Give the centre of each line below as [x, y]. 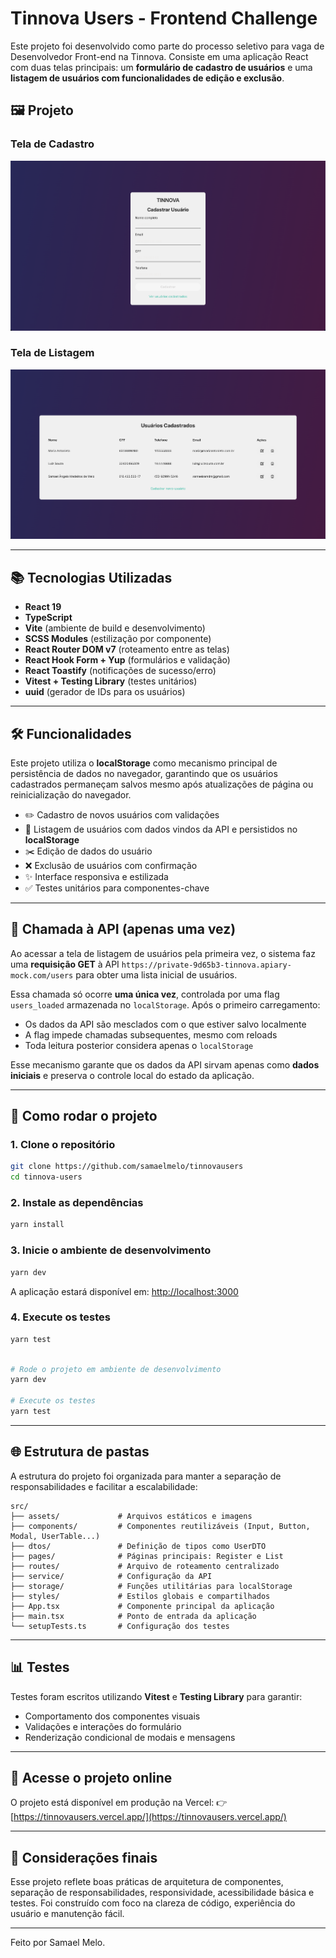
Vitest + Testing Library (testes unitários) [111, 681]
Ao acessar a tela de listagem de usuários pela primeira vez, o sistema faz [163, 953]
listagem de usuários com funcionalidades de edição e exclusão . [147, 78]
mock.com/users [42, 975]
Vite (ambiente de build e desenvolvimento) [115, 628]
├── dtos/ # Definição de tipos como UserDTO [138, 1546]
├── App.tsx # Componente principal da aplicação [142, 1606]
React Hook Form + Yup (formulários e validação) [127, 660]
